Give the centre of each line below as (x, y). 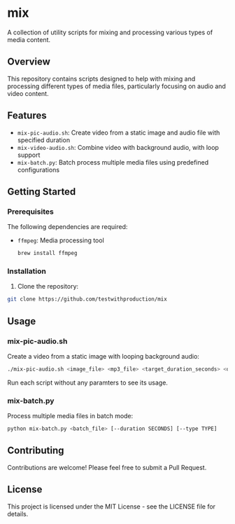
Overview (29, 62)
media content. (29, 39)
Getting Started (42, 192)
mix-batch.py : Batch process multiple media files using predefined (113, 162)
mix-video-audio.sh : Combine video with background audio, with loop (118, 147)
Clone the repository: (48, 287)
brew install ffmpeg (47, 254)
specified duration (44, 140)
